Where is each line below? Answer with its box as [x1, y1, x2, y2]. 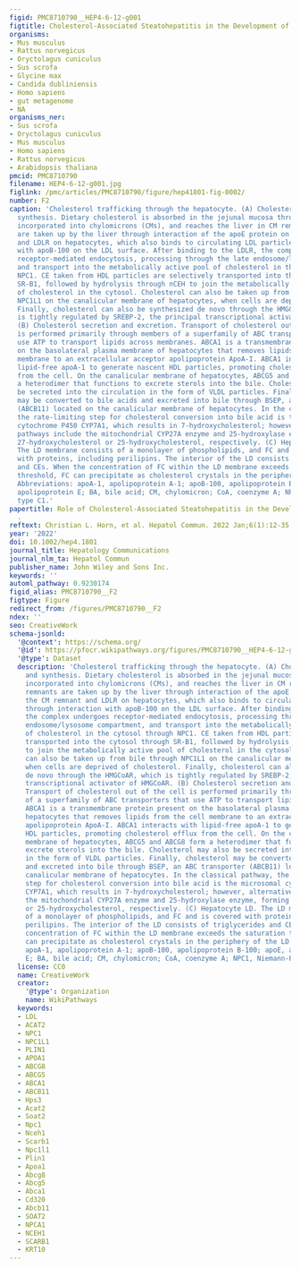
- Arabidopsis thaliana [9, 163, 98, 172]
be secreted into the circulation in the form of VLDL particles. [17, 388, 270, 397]
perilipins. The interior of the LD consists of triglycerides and [25, 921, 281, 930]
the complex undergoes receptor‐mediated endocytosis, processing [25, 713, 278, 722]
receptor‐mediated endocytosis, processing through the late [17, 254, 250, 264]
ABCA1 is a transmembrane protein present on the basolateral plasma [25, 804, 290, 813]
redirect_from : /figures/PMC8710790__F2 [9, 604, 162, 613]
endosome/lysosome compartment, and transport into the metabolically [25, 721, 294, 730]
